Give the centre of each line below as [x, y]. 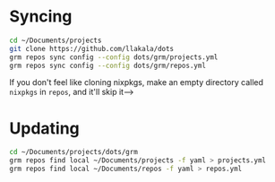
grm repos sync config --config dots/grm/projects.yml [114, 57]
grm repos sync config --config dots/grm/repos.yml [107, 65]
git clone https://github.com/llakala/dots [92, 48]
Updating [45, 128]
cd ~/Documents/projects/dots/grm [74, 152]
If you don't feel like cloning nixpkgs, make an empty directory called [137, 82]
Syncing [41, 17]
